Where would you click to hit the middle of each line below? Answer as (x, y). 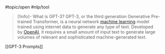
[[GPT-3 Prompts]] (24, 46)
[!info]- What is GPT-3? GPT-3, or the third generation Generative (83, 16)
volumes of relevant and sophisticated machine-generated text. (82, 37)
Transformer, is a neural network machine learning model (91, 22)
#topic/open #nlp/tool (27, 7)
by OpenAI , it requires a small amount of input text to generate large (86, 32)
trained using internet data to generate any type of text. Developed (85, 27)
